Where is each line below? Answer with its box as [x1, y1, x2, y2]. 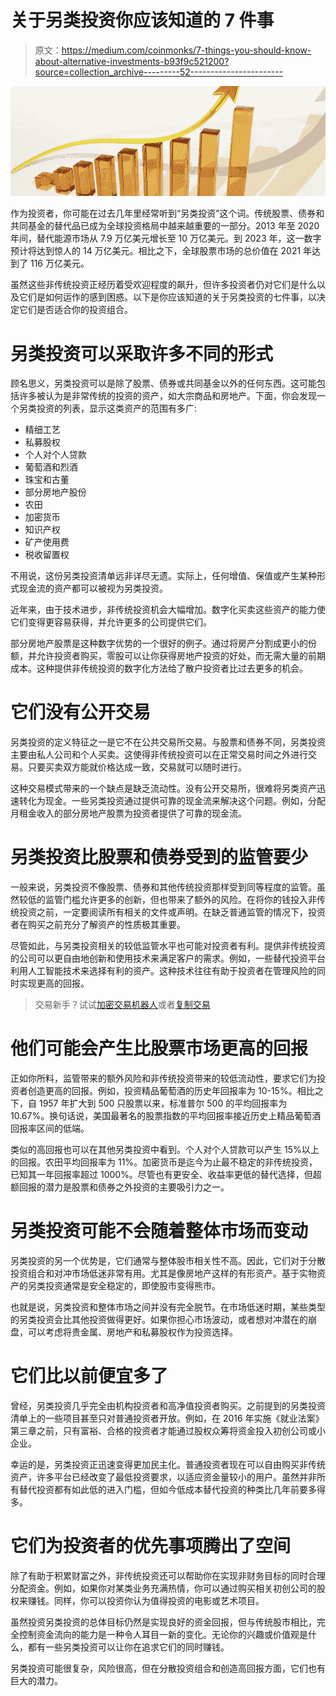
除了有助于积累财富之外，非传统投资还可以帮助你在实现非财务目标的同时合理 [10, 1569, 326, 1581]
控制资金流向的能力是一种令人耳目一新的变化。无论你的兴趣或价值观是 [18, 1628, 308, 1640]
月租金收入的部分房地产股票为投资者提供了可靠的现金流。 [10, 807, 247, 820]
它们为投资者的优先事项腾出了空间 [10, 1535, 292, 1558]
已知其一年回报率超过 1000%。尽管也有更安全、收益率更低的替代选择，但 [10, 1169, 313, 1181]
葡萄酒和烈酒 [24, 461, 78, 473]
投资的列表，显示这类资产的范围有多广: [36, 402, 198, 415]
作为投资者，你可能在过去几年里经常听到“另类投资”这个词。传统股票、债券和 [10, 207, 325, 220]
